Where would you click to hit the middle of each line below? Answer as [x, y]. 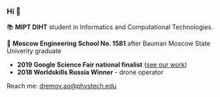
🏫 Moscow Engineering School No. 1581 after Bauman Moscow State [109, 44]
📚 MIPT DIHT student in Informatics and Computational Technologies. [110, 27]
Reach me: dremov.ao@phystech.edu [62, 86]
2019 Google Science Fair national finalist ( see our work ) [102, 65]
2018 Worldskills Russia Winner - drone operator [90, 72]
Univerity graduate [34, 51]
